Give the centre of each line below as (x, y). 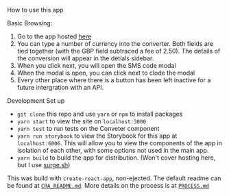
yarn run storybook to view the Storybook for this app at (97, 136)
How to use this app (35, 10)
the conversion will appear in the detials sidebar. (85, 58)
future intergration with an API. (60, 87)
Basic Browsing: (30, 23)
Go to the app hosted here (54, 36)
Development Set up (36, 101)
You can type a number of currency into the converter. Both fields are (115, 44)
